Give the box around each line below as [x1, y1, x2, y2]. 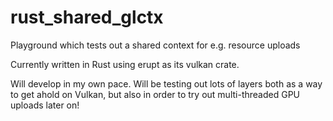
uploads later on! [10, 99, 80, 111]
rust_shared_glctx [10, 6, 164, 29]
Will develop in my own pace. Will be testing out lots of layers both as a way [10, 77, 323, 90]
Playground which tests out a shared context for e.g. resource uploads [10, 39, 301, 51]
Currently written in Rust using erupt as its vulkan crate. [10, 58, 240, 70]
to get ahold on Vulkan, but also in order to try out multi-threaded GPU [10, 88, 301, 100]
